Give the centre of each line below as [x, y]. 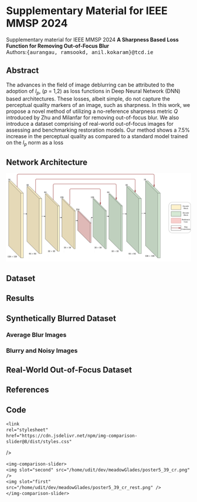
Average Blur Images [36, 335]
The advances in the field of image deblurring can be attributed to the [90, 85]
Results [20, 298]
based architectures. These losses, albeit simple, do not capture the [88, 99]
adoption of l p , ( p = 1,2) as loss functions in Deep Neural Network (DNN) [93, 91]
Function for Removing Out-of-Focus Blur [58, 46]
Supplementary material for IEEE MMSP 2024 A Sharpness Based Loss [92, 39]
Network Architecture [47, 162]
